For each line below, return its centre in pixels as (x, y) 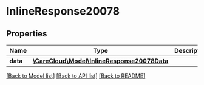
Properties (27, 34)
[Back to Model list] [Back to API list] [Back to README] (76, 76)
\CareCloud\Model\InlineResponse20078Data (100, 61)
